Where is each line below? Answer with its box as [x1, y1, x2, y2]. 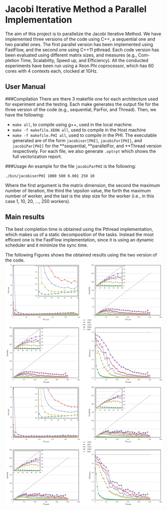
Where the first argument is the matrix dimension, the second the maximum [5, 182, 161, 188]
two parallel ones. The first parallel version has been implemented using [5, 41, 154, 47]
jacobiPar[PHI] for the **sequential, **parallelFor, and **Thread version [12, 143, 162, 149]
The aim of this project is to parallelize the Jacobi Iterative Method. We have [5, 31, 162, 37]
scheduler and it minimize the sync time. [5, 242, 88, 248]
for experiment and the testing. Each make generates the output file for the [5, 101, 159, 107]
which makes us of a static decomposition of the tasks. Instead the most [5, 231, 154, 237]
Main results [5, 213, 45, 221]
